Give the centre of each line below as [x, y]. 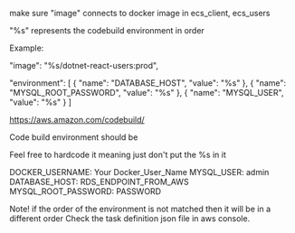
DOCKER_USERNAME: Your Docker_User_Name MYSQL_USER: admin [139, 172]
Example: [27, 48]
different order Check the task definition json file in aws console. [130, 219]
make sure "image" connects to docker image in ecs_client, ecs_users [140, 13]
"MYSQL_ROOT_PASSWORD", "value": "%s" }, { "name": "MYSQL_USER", [147, 93]
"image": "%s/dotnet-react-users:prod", [84, 65]
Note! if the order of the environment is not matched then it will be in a [140, 209]
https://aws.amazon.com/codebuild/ [77, 120]
